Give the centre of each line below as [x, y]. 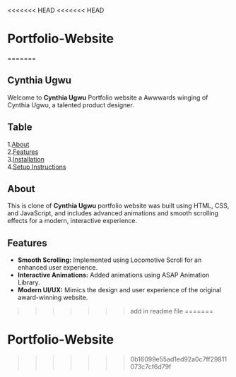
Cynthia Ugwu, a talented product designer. [71, 104]
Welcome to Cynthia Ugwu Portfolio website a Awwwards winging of [108, 97]
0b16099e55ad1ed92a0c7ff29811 [179, 359]
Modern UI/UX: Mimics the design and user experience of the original [119, 290]
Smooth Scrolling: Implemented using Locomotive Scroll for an [110, 260]
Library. [29, 282]
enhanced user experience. [57, 268]
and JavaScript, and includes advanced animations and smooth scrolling [113, 213]
